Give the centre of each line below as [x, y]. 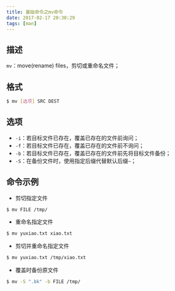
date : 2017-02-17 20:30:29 [41, 18]
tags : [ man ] [21, 23]
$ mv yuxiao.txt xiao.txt [39, 233]
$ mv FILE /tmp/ [27, 210]
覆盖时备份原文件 [37, 270]
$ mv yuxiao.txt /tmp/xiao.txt [46, 258]
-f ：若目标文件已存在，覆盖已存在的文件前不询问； [80, 145]
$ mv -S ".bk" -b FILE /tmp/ [43, 282]
